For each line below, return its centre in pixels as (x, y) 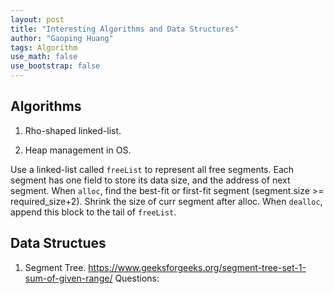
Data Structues (58, 243)
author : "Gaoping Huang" (62, 38)
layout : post (37, 19)
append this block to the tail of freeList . (93, 212)
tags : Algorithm (44, 47)
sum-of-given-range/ (68, 278)
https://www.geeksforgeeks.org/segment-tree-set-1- (197, 267)
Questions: (137, 278)
